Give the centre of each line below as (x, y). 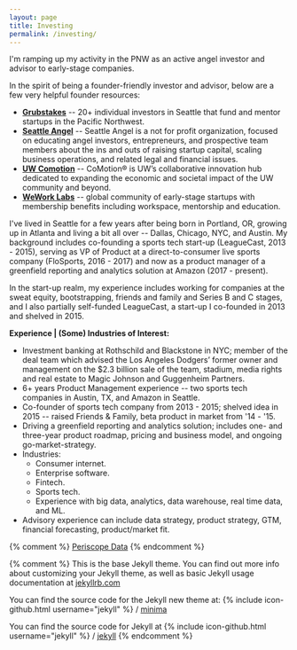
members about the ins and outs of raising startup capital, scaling (142, 150)
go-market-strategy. (59, 445)
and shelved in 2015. (47, 317)
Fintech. (50, 482)
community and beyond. (66, 188)
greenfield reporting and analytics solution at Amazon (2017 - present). (139, 270)
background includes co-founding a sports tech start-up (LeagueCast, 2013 (148, 243)
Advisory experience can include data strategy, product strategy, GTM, (152, 521)
